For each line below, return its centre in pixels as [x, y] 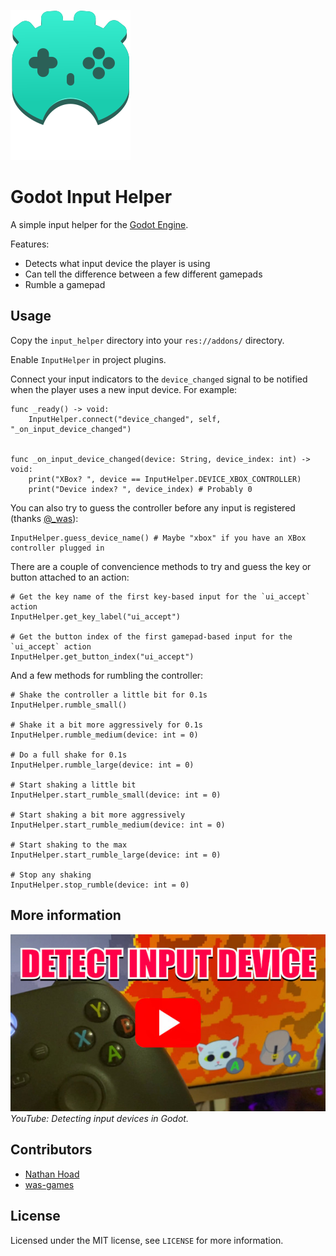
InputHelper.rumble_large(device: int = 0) [102, 765]
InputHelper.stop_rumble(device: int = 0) [100, 885]
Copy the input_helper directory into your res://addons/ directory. [147, 340]
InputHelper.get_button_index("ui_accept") [102, 656]
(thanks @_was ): [44, 518]
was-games [49, 1184]
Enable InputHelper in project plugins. [88, 359]
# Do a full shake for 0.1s [69, 755]
